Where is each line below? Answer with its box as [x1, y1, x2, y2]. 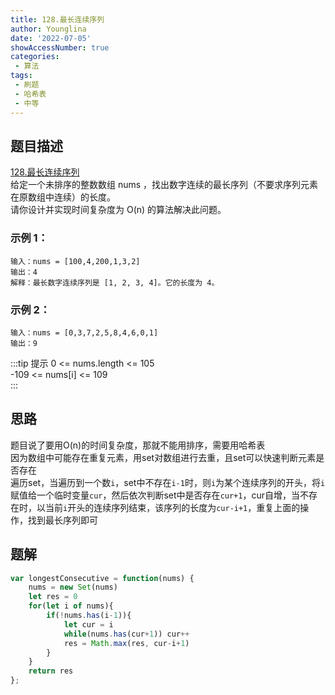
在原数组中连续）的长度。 [10, 191, 116, 203]
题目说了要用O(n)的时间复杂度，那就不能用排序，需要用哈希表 [10, 439, 266, 451]
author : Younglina [10, 24, 87, 34]
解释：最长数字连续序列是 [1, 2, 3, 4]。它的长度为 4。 [10, 277, 220, 288]
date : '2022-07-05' [10, 33, 92, 43]
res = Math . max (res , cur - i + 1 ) [63, 638, 190, 648]
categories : [10, 52, 60, 62]
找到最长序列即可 [27, 514, 98, 526]
